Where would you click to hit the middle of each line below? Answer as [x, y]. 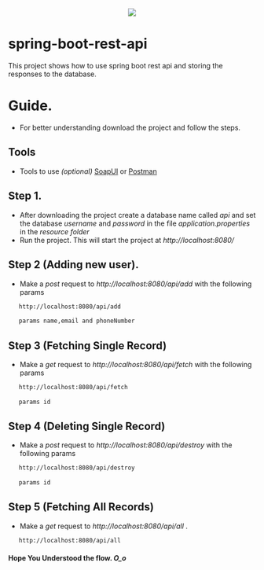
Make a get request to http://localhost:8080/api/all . [104, 526]
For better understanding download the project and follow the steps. [130, 128]
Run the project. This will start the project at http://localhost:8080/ [126, 240]
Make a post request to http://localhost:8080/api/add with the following [136, 284]
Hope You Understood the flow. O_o [68, 558]
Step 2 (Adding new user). [73, 265]
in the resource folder [55, 231]
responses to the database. [52, 74]
